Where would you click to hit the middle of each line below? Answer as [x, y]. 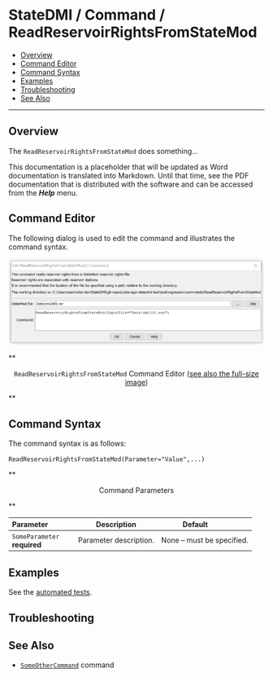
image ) [136, 382]
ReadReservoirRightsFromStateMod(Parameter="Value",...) [107, 459]
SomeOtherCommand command [67, 665]
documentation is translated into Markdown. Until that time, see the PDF [129, 175]
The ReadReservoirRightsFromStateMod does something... [104, 151]
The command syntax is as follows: [67, 444]
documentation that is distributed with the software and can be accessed [131, 184]
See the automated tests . [50, 592]
